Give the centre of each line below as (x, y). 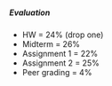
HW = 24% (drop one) (63, 35)
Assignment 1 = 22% (60, 53)
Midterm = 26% (51, 43)
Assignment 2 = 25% (60, 63)
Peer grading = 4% (57, 72)
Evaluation (30, 12)
